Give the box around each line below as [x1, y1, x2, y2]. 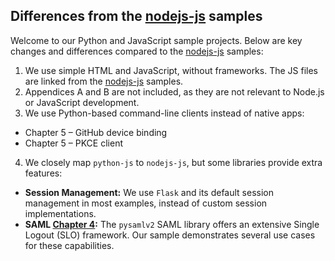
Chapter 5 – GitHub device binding [24, 126, 168, 138]
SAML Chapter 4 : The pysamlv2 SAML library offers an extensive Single [24, 218, 320, 230]
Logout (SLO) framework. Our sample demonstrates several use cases [24, 229, 316, 241]
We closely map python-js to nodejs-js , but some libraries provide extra [24, 156, 323, 168]
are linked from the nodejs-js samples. [24, 75, 184, 87]
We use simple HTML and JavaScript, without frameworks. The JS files [24, 64, 319, 76]
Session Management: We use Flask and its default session [24, 186, 275, 198]
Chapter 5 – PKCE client [24, 137, 123, 149]
